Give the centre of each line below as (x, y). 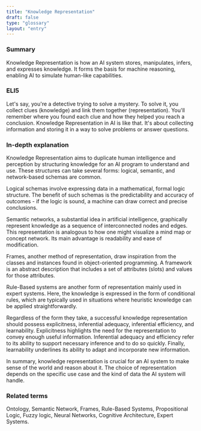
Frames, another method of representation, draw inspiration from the (91, 257)
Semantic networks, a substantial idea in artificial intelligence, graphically (97, 219)
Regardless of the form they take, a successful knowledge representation (97, 318)
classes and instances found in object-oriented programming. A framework (99, 263)
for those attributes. (31, 276)
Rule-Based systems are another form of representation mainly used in (94, 287)
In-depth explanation (37, 144)
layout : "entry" (26, 28)
